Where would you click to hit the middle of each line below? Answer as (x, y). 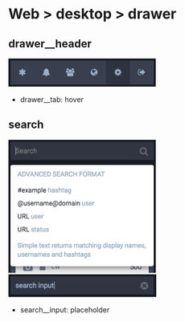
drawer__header (50, 44)
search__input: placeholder (65, 309)
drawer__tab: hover (52, 100)
